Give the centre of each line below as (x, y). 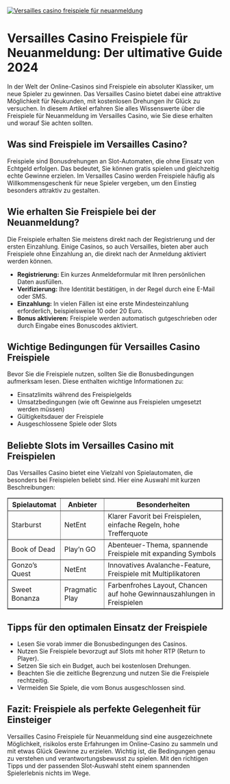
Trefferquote (128, 533)
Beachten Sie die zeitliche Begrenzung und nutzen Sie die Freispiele (113, 673)
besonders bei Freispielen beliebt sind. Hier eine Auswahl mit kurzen (104, 480)
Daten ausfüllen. (40, 281)
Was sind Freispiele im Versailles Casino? (98, 145)
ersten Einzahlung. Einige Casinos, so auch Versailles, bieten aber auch (108, 246)
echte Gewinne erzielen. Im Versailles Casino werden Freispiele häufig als (111, 176)
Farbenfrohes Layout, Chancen (157, 586)
